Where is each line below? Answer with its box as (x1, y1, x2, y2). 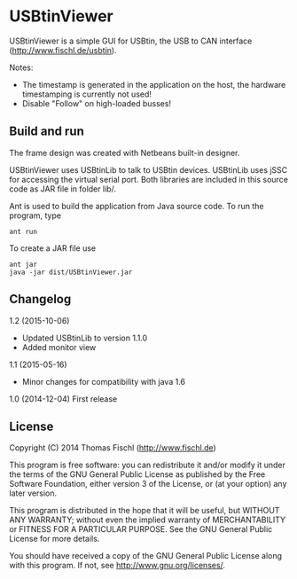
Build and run (9, 124, 84, 139)
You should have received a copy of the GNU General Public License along (9, 551, 282, 561)
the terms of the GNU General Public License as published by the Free (9, 469, 266, 480)
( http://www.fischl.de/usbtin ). (9, 44, 117, 55)
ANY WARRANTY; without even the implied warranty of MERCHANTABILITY (9, 514, 286, 525)
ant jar (9, 260, 38, 269)
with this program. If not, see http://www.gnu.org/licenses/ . (9, 560, 226, 571)
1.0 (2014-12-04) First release (9, 393, 118, 404)
